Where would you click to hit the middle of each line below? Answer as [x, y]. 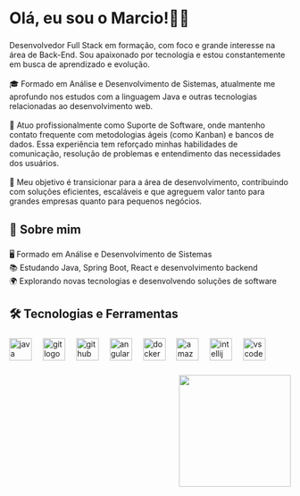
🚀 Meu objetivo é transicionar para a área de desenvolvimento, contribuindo [149, 182]
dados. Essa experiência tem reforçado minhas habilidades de [124, 144]
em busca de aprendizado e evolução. [79, 64]
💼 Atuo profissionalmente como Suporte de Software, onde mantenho [137, 125]
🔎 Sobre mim [46, 229]
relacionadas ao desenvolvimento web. [81, 106]
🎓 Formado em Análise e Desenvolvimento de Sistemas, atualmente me [142, 84]
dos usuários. [34, 164]
